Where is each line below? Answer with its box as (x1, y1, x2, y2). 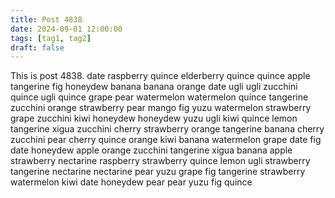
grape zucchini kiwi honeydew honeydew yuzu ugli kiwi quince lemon (10, 112, 298, 125)
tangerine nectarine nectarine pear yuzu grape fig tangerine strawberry (10, 166, 306, 178)
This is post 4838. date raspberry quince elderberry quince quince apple (10, 70, 311, 82)
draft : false (10, 42, 65, 53)
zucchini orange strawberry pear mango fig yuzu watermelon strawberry (10, 102, 312, 114)
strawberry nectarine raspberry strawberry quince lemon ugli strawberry (10, 155, 311, 167)
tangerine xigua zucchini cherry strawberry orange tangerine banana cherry (10, 123, 325, 135)
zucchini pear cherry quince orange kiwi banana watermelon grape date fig (10, 134, 322, 146)
